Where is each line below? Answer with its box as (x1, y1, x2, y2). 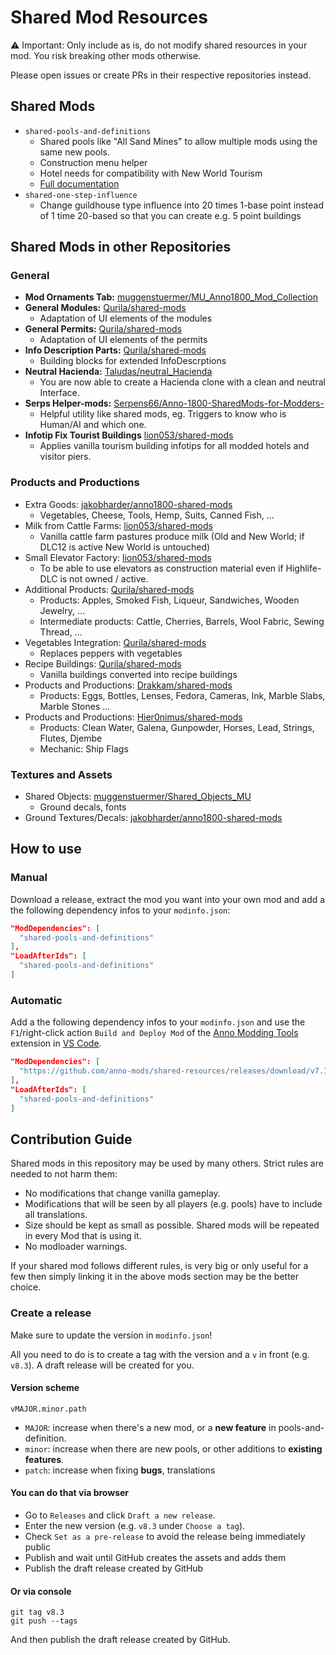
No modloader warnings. (24, 1241, 128, 1253)
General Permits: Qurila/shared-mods (24, 323, 183, 335)
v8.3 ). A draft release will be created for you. (10, 1359, 195, 1371)
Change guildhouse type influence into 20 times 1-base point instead (39, 199, 325, 211)
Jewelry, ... (39, 604, 86, 616)
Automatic (10, 993, 63, 1007)
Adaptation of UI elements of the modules (39, 312, 213, 325)
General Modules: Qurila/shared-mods (24, 302, 187, 314)
